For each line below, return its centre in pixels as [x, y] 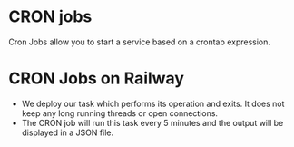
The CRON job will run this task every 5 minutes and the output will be [152, 122]
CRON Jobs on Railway [97, 78]
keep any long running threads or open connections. [120, 113]
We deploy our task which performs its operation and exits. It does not [153, 103]
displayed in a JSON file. [68, 132]
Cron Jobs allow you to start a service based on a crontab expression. [140, 42]
